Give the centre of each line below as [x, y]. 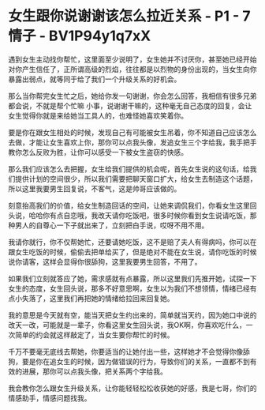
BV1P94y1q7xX [100, 36]
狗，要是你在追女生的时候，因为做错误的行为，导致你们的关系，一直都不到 [129, 361]
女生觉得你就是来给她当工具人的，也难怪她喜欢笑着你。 [98, 115]
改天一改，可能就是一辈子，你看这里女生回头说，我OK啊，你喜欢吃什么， [127, 325]
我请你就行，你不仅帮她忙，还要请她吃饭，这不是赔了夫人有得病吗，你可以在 [132, 242]
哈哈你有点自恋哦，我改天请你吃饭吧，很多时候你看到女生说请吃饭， [139, 215]
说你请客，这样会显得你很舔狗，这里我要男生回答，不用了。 [105, 261]
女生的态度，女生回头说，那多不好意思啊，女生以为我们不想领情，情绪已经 [129, 288]
